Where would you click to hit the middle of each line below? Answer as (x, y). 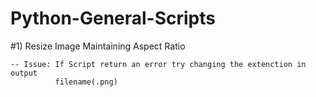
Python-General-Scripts (113, 18)
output (24, 73)
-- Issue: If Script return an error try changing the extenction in (158, 64)
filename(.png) (86, 82)
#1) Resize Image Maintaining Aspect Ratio (98, 46)
